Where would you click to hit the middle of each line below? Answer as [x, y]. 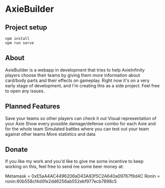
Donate [16, 150]
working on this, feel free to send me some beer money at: [65, 167]
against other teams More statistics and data [50, 134]
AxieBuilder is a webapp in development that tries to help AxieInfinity [75, 70]
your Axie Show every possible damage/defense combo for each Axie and [81, 123]
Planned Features [33, 106]
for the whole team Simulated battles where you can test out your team [77, 129]
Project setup [26, 27]
